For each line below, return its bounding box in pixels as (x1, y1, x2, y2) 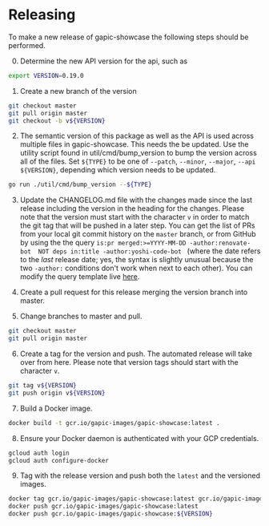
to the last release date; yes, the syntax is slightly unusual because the (19, 255, 254, 265)
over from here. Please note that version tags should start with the (19, 358, 239, 367)
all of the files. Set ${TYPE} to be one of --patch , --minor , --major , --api (19, 156, 256, 166)
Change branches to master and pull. (19, 311, 143, 322)
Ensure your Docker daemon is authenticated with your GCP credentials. (19, 433, 259, 443)
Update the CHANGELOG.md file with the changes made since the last (19, 195, 253, 205)
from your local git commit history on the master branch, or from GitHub (19, 229, 256, 239)
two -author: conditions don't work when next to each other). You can (19, 263, 253, 273)
